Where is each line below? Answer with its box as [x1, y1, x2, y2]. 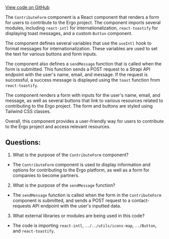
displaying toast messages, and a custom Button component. [5, 30, 133, 36]
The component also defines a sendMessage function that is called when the [5, 61, 162, 66]
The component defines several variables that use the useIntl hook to [5, 40, 152, 46]
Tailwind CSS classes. [5, 109, 52, 114]
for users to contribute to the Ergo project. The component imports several [5, 20, 161, 25]
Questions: [5, 138, 41, 147]
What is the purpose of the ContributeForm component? [12, 152, 129, 158]
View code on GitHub [5, 5, 50, 10]
